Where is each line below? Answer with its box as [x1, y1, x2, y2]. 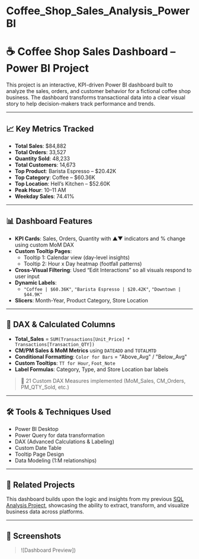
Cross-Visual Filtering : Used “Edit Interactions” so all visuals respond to [14, 266, 192, 273]
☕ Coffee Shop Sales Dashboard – [6, 45, 176, 59]
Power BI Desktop [14, 426, 59, 433]
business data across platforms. [6, 508, 85, 515]
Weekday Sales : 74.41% [14, 193, 75, 200]
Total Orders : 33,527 [14, 148, 66, 155]
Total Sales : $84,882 [14, 142, 67, 149]
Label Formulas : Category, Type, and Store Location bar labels [14, 366, 169, 373]
